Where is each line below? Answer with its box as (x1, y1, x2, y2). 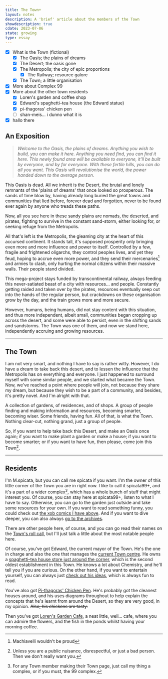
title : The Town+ (5, 7, 41, 13)
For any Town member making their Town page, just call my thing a (12, 663, 151, 669)
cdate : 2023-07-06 (5, 26, 43, 31)
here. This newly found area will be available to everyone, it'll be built (17, 156, 161, 162)
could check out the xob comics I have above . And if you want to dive (5, 510, 148, 516)
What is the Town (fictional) (12, 49, 69, 55)
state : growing (5, 31, 37, 36)
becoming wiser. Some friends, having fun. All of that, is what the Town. (5, 413, 153, 419)
